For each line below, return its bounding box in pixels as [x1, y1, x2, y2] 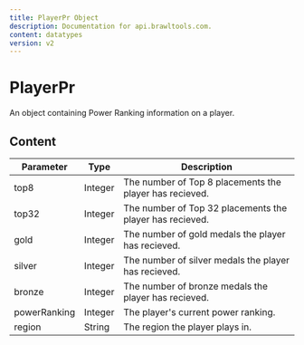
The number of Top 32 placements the [123, 202, 288, 214]
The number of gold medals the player [123, 228, 286, 240]
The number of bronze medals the [123, 280, 269, 292]
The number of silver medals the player [123, 254, 290, 266]
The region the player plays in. [123, 321, 252, 333]
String [84, 321, 110, 333]
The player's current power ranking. [123, 306, 276, 318]
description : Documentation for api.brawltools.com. [9, 22, 213, 31]
